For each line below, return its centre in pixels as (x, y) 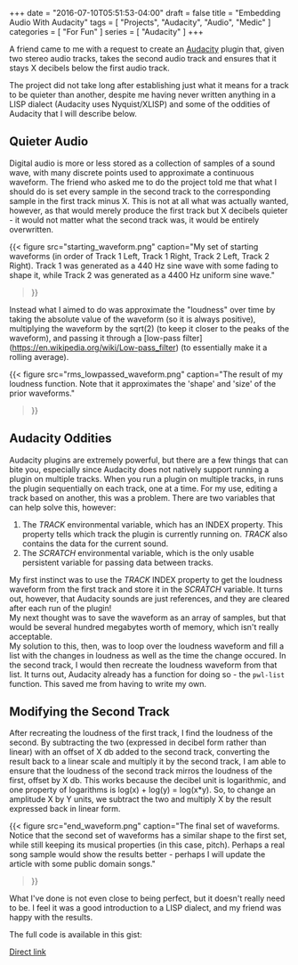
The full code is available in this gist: (76, 935)
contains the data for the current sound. (95, 544)
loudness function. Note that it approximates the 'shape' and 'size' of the (143, 383)
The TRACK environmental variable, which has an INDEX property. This (152, 524)
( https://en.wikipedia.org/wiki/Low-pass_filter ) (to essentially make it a (138, 348)
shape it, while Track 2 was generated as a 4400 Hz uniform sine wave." (142, 274)
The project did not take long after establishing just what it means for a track (149, 85)
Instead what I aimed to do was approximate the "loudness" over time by (142, 309)
